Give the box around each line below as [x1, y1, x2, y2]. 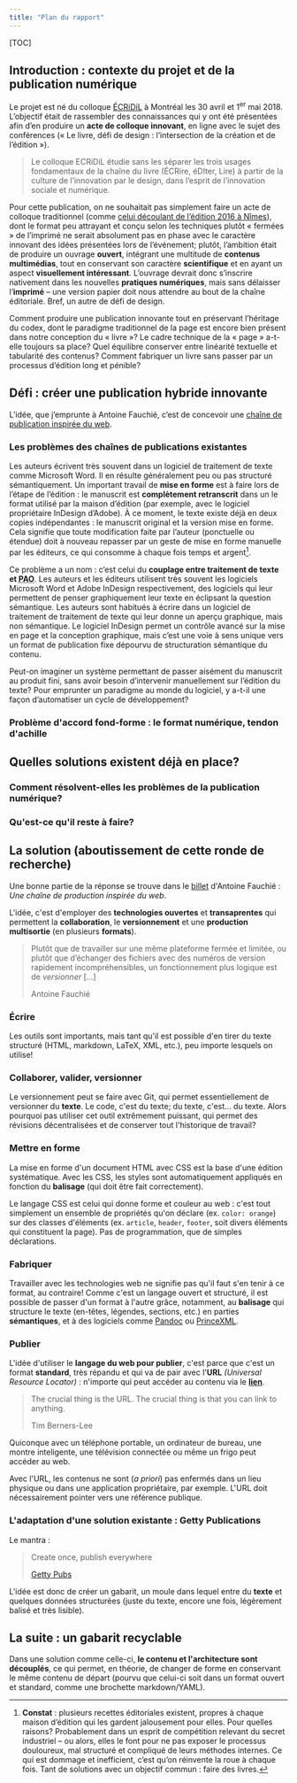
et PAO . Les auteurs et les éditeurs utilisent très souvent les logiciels [9, 573, 258, 584]
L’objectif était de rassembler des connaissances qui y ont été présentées [9, 112, 278, 122]
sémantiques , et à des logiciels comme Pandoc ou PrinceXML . [9, 1316, 239, 1326]
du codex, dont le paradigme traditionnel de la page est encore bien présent [9, 322, 286, 333]
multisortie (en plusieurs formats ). [9, 926, 137, 937]
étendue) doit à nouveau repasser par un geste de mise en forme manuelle [9, 536, 282, 547]
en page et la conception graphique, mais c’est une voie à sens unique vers [9, 629, 285, 640]
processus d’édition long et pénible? [9, 360, 141, 371]
